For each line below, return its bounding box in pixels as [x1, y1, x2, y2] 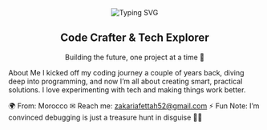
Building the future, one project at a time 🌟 [65, 52, 204, 62]
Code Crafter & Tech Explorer [59, 31, 210, 45]
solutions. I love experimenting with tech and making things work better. [8, 84, 246, 95]
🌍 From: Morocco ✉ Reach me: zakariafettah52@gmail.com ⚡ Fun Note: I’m [8, 100, 260, 111]
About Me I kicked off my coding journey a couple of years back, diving [8, 67, 245, 77]
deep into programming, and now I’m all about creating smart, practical [8, 76, 243, 86]
